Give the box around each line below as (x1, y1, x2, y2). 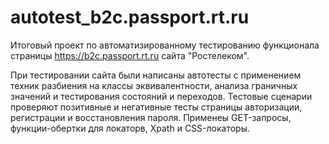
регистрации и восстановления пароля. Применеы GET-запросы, (10, 111, 292, 123)
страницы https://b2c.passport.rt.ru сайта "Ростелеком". (10, 49, 250, 61)
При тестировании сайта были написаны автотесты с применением (10, 69, 302, 81)
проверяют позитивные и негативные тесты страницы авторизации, (10, 101, 303, 113)
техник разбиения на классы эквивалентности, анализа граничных (10, 79, 298, 91)
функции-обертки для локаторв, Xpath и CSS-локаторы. (10, 122, 251, 134)
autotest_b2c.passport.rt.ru (10, 6, 250, 29)
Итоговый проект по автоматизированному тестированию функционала (10, 39, 320, 51)
